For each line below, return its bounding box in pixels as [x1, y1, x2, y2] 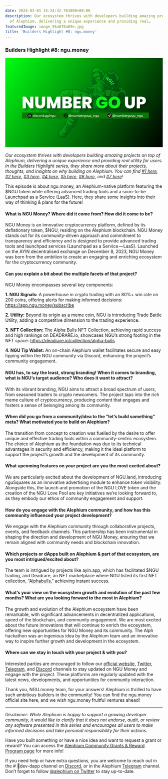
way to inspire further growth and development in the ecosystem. [5, 638, 140, 644]
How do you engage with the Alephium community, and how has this [5, 507, 151, 513]
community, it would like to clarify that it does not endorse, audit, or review [5, 717, 160, 723]
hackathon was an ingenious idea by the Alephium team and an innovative [5, 632, 158, 638]
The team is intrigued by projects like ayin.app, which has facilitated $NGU [5, 567, 159, 573]
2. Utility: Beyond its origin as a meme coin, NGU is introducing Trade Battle [5, 312, 162, 318]
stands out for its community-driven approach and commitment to [5, 232, 141, 238]
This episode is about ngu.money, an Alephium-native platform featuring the [5, 183, 162, 189]
